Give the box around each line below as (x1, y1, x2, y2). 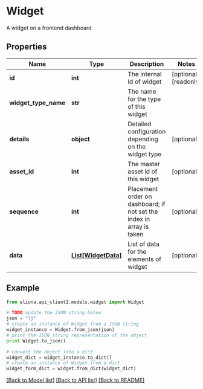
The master (127, 159, 160, 168)
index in (127, 214, 150, 223)
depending (127, 135, 159, 143)
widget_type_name (9, 98, 66, 107)
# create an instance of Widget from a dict (6, 360, 120, 366)
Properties (6, 42, 47, 52)
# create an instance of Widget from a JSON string (6, 321, 139, 327)
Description (129, 59, 164, 68)
